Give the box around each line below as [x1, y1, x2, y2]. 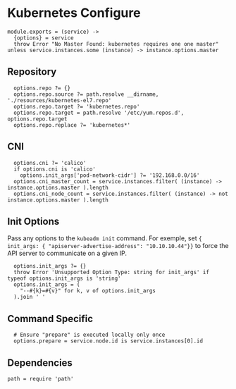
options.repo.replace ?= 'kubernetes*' [13, 121, 131, 128]
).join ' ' [13, 294, 46, 301]
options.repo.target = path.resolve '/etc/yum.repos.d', [13, 109, 185, 116]
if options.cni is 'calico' [13, 166, 97, 173]
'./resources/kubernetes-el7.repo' [7, 97, 112, 104]
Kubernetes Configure [7, 5, 141, 21]
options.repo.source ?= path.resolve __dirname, [13, 90, 159, 98]
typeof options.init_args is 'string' [7, 275, 121, 283]
